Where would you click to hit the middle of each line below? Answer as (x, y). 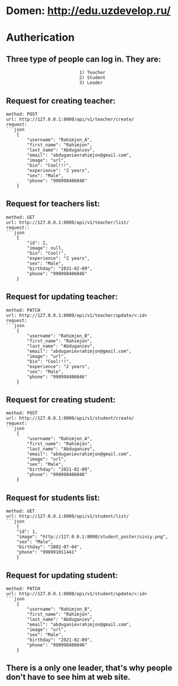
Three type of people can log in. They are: (84, 59)
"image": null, (46, 248)
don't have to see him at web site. (68, 677)
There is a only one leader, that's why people (89, 668)
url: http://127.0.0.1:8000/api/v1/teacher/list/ (68, 222)
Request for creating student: (61, 400)
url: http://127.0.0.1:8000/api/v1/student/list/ (68, 516)
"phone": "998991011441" (47, 552)
